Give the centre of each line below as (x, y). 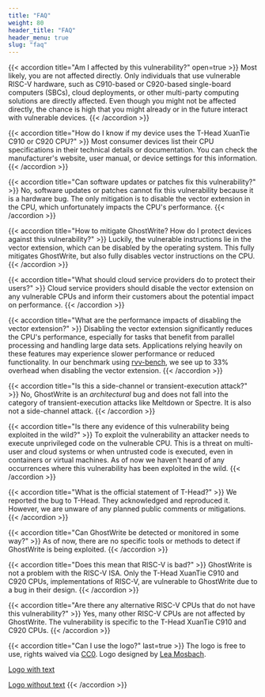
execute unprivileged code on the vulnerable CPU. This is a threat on (120, 443)
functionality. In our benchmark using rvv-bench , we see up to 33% (119, 362)
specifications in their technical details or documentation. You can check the (133, 150)
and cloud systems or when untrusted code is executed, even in (129, 452)
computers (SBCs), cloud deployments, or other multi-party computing (124, 92)
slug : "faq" (28, 45)
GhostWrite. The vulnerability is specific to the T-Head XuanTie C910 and (127, 622)
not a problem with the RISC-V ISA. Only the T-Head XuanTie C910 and (123, 573)
